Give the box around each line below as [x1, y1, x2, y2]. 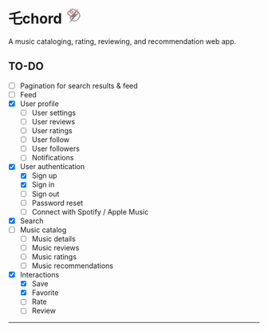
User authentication [19, 162, 85, 171]
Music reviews [31, 242, 80, 252]
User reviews [31, 117, 76, 126]
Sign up [31, 171, 57, 180]
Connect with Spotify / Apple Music [31, 207, 149, 216]
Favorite [31, 288, 59, 298]
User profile [19, 99, 60, 108]
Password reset [31, 198, 84, 207]
